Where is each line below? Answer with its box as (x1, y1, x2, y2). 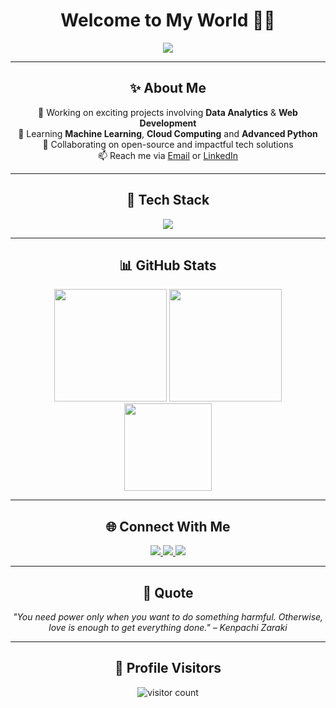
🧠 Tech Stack (126, 192, 210, 209)
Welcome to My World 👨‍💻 (60, 9, 276, 32)
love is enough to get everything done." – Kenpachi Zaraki (48, 622, 288, 633)
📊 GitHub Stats (119, 257, 217, 274)
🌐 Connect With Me (105, 518, 231, 535)
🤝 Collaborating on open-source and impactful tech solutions (42, 138, 294, 150)
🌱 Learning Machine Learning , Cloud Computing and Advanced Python (18, 127, 318, 139)
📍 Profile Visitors (114, 660, 222, 677)
